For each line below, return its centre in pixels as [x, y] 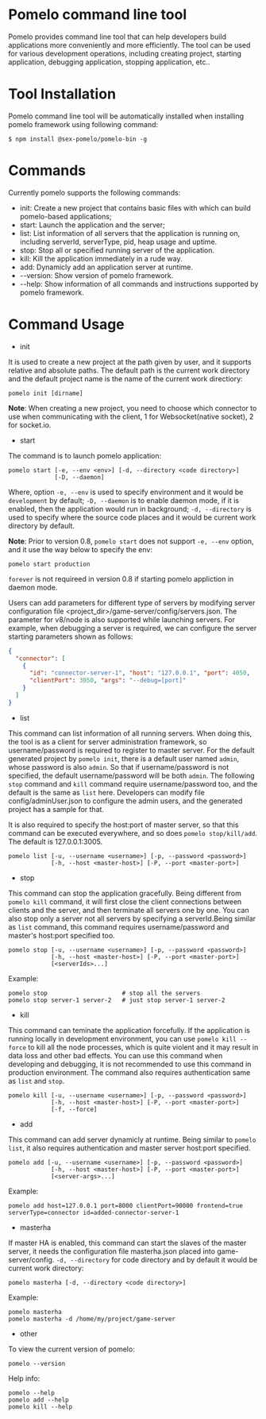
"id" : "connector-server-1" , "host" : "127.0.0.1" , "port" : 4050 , [139, 673]
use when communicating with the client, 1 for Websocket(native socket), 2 [131, 416]
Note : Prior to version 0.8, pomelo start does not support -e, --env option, [131, 541]
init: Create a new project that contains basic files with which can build [135, 207]
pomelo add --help [39, 1400]
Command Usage [66, 324]
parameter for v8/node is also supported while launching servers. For [122, 619]
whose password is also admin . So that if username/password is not [119, 767]
